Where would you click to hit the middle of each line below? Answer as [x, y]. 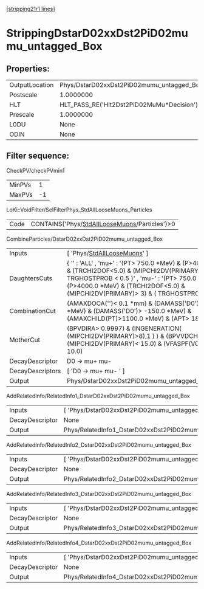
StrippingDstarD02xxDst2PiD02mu [97, 33]
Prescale [22, 115]
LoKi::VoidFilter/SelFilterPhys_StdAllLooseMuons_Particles [79, 210]
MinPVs [20, 185]
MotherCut [25, 340]
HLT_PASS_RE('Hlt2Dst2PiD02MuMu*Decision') [129, 105]
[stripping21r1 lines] [31, 9]
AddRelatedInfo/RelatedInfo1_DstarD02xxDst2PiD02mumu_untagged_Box [98, 396]
